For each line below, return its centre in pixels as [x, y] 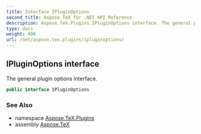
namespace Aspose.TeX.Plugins [54, 118]
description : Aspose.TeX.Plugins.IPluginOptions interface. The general [99, 23]
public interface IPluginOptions [48, 90]
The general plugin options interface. [52, 78]
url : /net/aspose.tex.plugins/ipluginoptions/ [65, 40]
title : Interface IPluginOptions [48, 12]
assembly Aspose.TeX [42, 124]
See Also [19, 105]
